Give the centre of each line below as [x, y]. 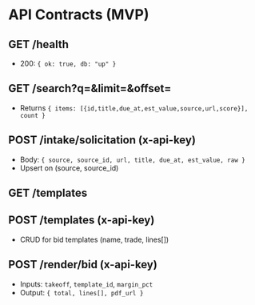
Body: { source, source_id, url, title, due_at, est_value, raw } [132, 159]
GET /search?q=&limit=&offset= [90, 88]
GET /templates [48, 193]
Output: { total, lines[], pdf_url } [82, 292]
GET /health [39, 44]
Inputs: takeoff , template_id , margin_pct [86, 284]
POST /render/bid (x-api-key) [83, 265]
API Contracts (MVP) [79, 15]
